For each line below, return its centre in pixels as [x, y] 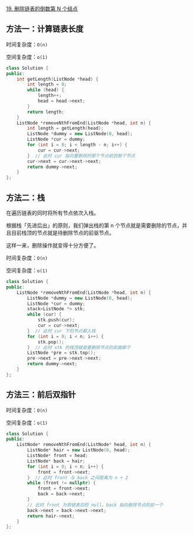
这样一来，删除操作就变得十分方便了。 [52, 245]
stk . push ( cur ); [56, 320]
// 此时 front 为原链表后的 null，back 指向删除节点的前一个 [95, 505]
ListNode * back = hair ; [56, 461]
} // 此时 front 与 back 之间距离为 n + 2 [78, 477]
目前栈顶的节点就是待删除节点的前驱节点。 [63, 233]
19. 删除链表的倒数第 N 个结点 [42, 9]
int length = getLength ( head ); [66, 129]
